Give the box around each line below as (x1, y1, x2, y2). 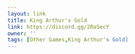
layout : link (7, 10, 46, 18)
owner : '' (7, 29, 37, 37)
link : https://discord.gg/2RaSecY (7, 23, 110, 30)
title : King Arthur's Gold (7, 17, 87, 24)
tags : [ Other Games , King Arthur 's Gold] (7, 36, 129, 43)
